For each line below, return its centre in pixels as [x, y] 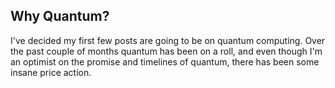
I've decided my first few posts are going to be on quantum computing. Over [168, 40]
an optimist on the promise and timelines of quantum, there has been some [165, 61]
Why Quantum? [60, 16]
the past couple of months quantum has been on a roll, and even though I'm [166, 51]
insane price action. [51, 72]
